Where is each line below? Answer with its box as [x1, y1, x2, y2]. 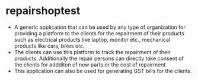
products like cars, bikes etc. [14, 42, 85, 49]
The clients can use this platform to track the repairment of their [14, 48, 171, 55]
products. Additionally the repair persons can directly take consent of [14, 55, 184, 62]
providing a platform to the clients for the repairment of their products [14, 29, 184, 36]
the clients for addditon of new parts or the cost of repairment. [14, 61, 167, 68]
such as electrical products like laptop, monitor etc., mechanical [14, 36, 170, 43]
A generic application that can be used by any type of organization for [14, 24, 186, 31]
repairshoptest [5, 4, 81, 18]
